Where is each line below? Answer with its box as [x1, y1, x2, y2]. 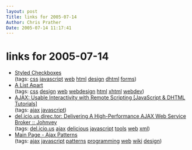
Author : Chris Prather [6, 19, 61, 25]
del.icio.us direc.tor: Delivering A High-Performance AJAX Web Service [14, 113, 187, 120]
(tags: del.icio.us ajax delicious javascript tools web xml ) [14, 125, 151, 132]
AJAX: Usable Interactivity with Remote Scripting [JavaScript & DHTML [14, 94, 186, 101]
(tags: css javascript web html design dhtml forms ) [14, 75, 137, 82]
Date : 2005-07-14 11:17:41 [6, 25, 72, 31]
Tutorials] [14, 100, 38, 107]
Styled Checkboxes [14, 69, 62, 76]
